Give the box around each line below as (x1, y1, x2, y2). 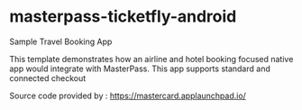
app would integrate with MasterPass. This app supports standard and (9, 63, 270, 74)
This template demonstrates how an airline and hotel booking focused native (9, 53, 294, 64)
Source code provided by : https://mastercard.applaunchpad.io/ (9, 90, 246, 101)
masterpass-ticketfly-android (9, 6, 237, 27)
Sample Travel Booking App (9, 36, 113, 47)
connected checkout (9, 72, 87, 83)
